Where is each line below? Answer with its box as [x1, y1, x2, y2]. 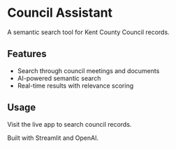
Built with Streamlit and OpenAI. [7, 134, 99, 142]
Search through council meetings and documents [17, 66, 160, 74]
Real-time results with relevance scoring [17, 81, 134, 90]
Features [7, 48, 47, 60]
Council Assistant [7, 5, 113, 21]
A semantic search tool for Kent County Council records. [7, 28, 170, 36]
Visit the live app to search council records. [7, 120, 132, 128]
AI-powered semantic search [17, 74, 101, 82]
